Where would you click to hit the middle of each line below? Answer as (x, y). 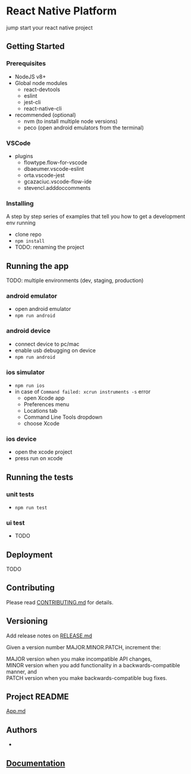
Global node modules (41, 83)
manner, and (21, 672)
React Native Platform (61, 11)
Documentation (36, 763)
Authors (22, 730)
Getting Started (36, 46)
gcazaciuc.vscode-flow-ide (58, 182)
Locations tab (41, 410)
